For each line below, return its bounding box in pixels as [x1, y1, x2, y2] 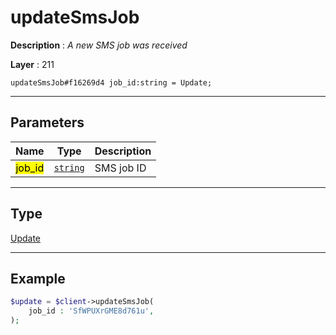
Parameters [10, 114, 85, 131]
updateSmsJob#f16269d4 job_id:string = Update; [10, 77, 213, 88]
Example [10, 270, 66, 287]
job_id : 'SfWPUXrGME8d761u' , [28, 306, 155, 316]
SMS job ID [94, 161, 147, 175]
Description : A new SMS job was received [10, 39, 188, 51]
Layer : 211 [10, 58, 55, 70]
